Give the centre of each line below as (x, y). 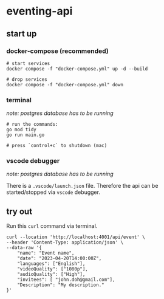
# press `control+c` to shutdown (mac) (57, 146)
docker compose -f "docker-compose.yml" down (65, 84)
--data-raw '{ (24, 248)
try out (19, 211)
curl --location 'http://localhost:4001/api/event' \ (76, 237)
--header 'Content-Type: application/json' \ (65, 242)
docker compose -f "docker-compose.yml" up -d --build (77, 69)
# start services (28, 63)
